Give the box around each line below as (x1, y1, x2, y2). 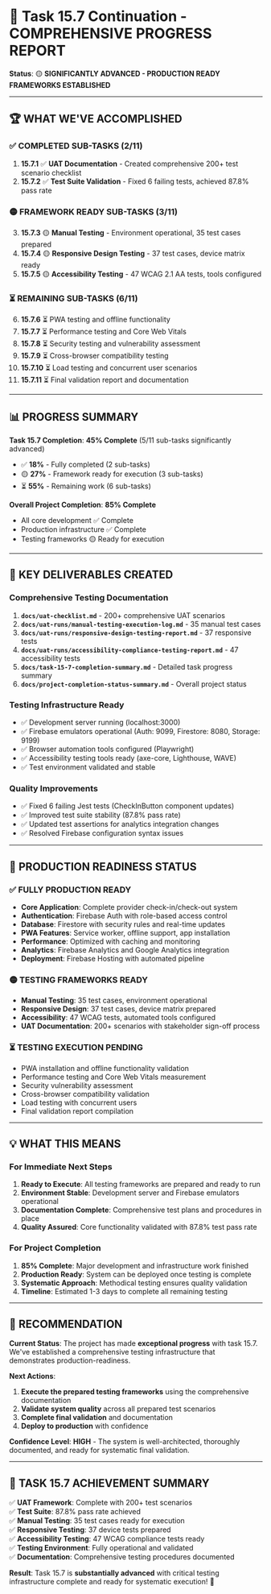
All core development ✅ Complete (20, 516, 133, 525)
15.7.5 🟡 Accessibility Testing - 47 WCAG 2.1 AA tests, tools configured (20, 269, 262, 279)
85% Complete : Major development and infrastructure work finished (20, 1260, 248, 1270)
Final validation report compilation (20, 1106, 134, 1115)
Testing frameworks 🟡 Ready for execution (20, 534, 165, 544)
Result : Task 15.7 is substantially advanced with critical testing (9, 1568, 220, 1578)
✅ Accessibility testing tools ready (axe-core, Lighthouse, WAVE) (20, 753, 236, 763)
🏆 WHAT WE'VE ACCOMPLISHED (9, 112, 183, 126)
